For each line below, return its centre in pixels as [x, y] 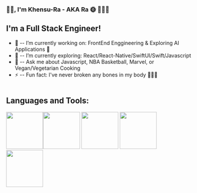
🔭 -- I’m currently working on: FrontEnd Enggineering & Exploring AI [97, 43]
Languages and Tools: [48, 101]
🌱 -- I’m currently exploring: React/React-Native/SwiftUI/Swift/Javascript [103, 55]
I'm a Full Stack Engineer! [54, 29]
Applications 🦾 [32, 49]
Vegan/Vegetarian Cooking [47, 68]
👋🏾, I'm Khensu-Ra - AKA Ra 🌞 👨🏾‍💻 [58, 9]
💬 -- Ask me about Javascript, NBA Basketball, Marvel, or [84, 62]
